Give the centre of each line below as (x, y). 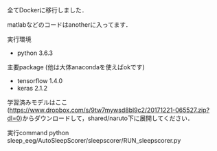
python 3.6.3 (35, 53)
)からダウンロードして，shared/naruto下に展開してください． (107, 118)
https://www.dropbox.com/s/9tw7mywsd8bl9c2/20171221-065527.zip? (110, 110)
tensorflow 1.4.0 (40, 81)
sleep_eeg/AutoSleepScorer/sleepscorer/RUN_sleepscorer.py (94, 140)
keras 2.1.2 (32, 88)
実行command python (38, 133)
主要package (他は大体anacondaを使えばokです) (76, 67)
